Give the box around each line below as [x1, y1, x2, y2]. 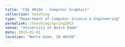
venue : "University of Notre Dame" [5, 25, 79, 30]
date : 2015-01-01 [5, 30, 41, 35]
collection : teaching [5, 12, 50, 17]
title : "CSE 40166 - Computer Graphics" [5, 7, 90, 12]
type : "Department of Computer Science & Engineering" [5, 16, 121, 21]
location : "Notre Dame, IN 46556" [5, 35, 77, 40]
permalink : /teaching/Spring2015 [5, 21, 74, 26]
